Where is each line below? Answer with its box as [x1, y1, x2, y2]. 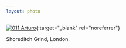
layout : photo [6, 8, 41, 14]
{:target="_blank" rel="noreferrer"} [36, 24, 120, 31]
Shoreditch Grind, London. [6, 35, 70, 42]
